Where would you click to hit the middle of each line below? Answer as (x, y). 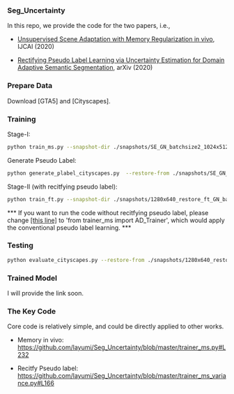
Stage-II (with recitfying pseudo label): (62, 187)
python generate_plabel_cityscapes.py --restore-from (88, 173)
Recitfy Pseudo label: (48, 368)
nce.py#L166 (36, 384)
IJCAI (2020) (36, 47)
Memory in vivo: (40, 340)
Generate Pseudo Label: (42, 160)
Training (22, 119)
